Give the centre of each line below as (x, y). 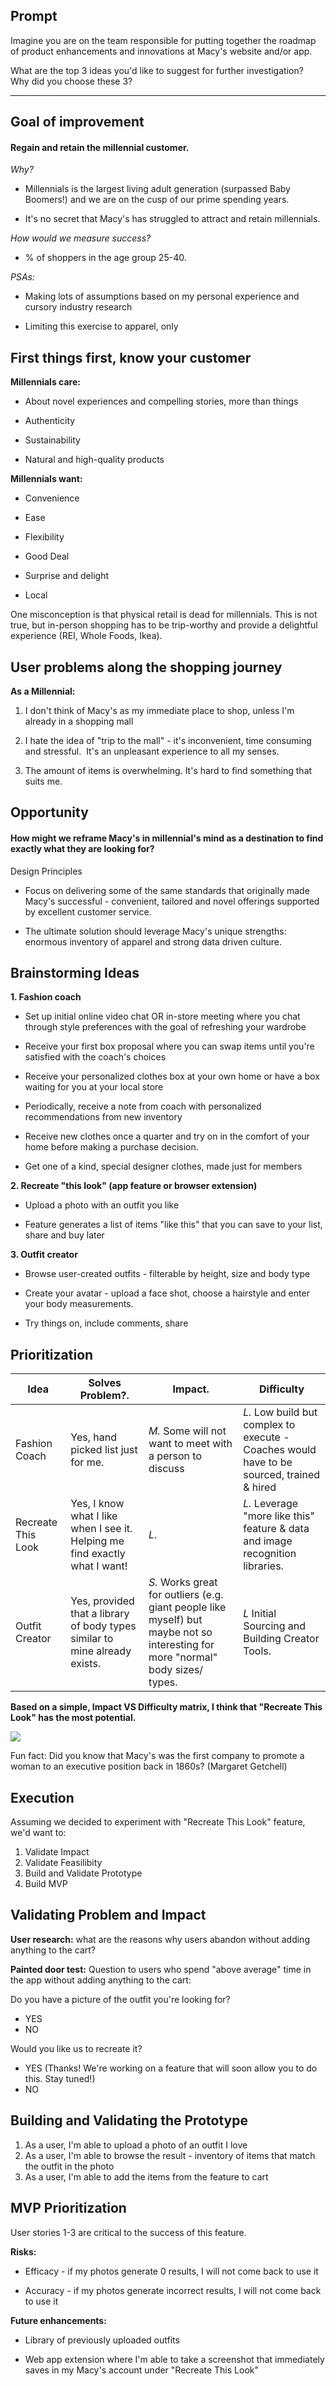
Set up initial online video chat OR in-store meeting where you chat (162, 1016)
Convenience (52, 498)
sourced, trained (281, 1475)
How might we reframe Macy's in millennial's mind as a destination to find (167, 838)
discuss (166, 1469)
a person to (175, 1456)
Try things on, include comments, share (106, 1323)
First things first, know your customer (131, 357)
